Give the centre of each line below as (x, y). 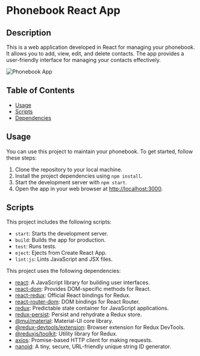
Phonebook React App (63, 11)
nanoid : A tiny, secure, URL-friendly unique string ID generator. (93, 346)
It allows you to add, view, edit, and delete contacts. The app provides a (95, 54)
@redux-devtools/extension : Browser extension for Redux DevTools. (100, 327)
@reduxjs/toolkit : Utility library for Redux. (66, 334)
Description (29, 33)
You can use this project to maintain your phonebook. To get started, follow (100, 151)
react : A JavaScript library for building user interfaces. (83, 283)
